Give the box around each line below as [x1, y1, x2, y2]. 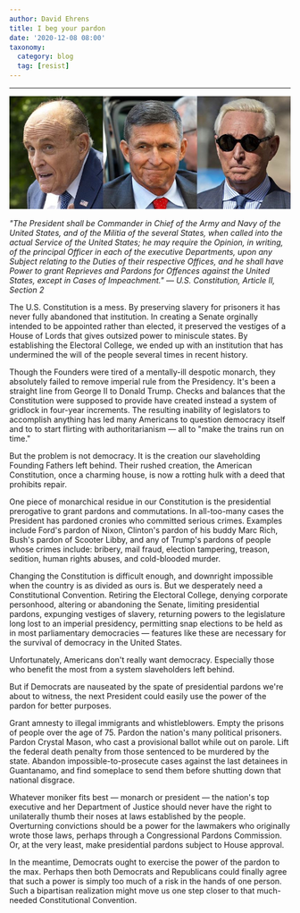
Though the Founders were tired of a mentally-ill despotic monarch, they [9, 367, 276, 377]
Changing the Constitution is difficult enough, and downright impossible [9, 571, 274, 581]
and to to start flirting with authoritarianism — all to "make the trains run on [9, 423, 285, 434]
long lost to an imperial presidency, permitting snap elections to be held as [9, 618, 283, 629]
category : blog [17, 52, 74, 62]
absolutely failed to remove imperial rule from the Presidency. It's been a [9, 376, 277, 386]
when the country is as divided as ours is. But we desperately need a [9, 579, 263, 590]
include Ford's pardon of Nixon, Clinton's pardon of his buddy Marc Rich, [9, 524, 279, 536]
